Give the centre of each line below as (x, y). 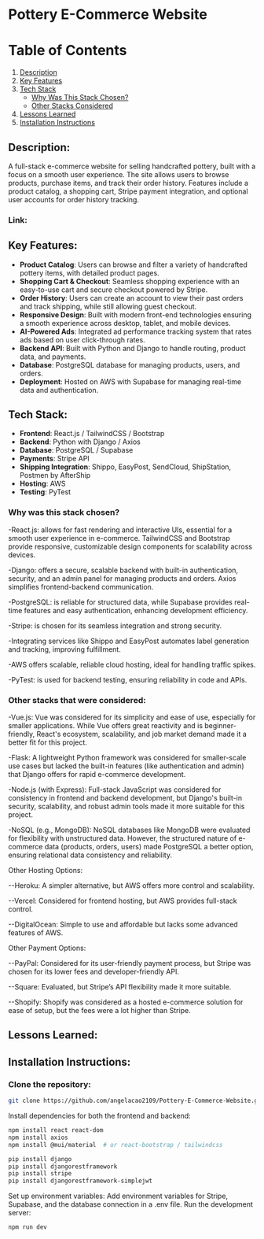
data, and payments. (53, 357)
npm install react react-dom (56, 1130)
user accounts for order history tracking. (74, 199)
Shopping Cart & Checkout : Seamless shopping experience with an (129, 281)
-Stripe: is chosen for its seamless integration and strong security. (115, 625)
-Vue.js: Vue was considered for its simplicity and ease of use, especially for (132, 717)
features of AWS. (36, 933)
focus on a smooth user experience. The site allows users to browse (119, 174)
